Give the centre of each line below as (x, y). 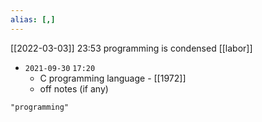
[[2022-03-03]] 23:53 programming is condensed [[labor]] (131, 48)
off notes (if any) (74, 88)
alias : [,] (33, 19)
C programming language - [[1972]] (113, 78)
